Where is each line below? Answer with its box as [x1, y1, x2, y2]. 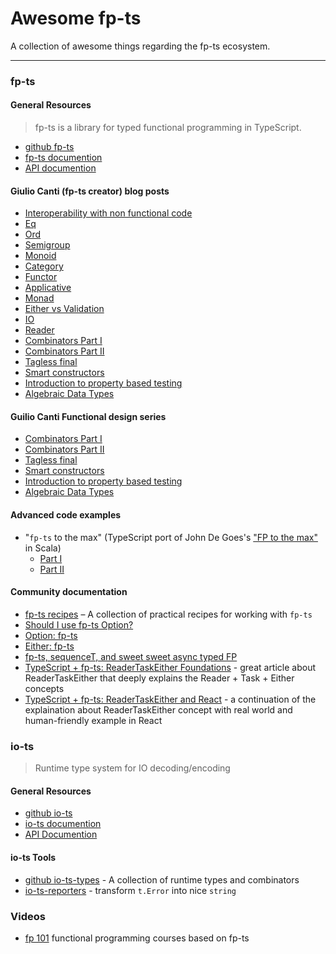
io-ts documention [24, 818, 102, 830]
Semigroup [24, 239, 71, 251]
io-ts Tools [10, 851, 57, 863]
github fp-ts [24, 141, 75, 153]
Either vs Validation [24, 303, 105, 315]
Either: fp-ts [24, 640, 75, 652]
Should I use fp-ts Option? [24, 618, 134, 631]
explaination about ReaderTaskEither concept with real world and [24, 703, 293, 716]
